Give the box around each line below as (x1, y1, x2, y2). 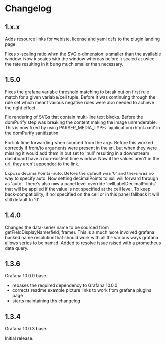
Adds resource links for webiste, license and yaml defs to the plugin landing (5, 36, 160, 42)
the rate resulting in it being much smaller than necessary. (5, 61, 124, 67)
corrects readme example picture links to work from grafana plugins (12, 287, 152, 293)
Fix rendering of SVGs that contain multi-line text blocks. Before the (5, 114, 143, 120)
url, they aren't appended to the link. (5, 161, 79, 167)
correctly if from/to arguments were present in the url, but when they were (5, 145, 157, 151)
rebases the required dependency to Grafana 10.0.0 (12, 282, 118, 288)
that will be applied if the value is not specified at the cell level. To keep (5, 186, 151, 192)
